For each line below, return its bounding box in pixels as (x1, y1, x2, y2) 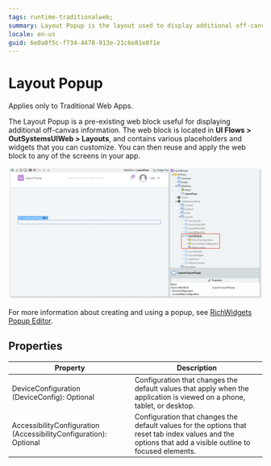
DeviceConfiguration (11, 384, 81, 393)
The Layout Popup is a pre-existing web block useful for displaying (8, 117, 231, 127)
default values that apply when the (134, 384, 249, 393)
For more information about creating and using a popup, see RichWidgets (8, 308, 252, 317)
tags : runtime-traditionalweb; (8, 13, 114, 21)
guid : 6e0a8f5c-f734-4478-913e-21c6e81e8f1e (8, 39, 161, 47)
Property (54, 363, 85, 373)
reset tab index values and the (134, 429, 235, 439)
